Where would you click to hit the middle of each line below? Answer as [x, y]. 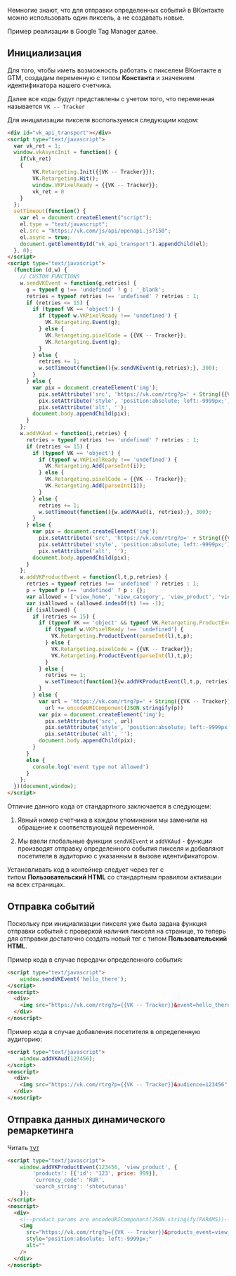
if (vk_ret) [36, 159]
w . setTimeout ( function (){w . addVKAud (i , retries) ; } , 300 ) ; [125, 512]
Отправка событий [51, 907]
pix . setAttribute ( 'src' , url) [89, 721]
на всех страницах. [36, 884]
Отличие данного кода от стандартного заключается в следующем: [110, 806]
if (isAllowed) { [51, 610]
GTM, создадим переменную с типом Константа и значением [101, 77]
